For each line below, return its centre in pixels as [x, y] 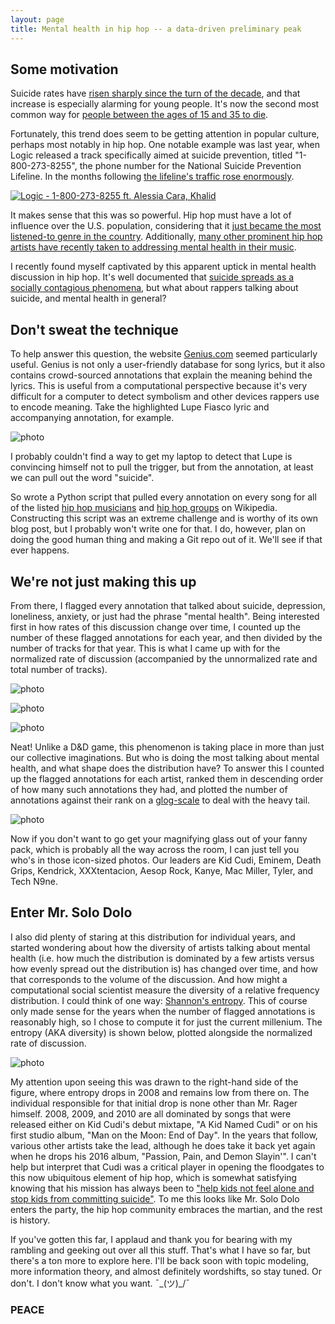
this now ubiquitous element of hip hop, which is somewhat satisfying [154, 1177]
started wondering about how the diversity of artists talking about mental [160, 947]
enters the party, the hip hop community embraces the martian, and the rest [166, 1209]
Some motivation [64, 69]
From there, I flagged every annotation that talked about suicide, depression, [168, 605]
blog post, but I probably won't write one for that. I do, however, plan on [158, 529]
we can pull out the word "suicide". [82, 478]
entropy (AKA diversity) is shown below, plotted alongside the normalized [161, 1032]
